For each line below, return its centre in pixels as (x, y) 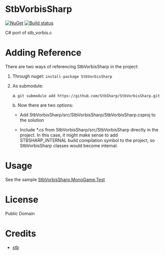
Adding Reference (43, 53)
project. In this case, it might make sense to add (69, 135)
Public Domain (20, 213)
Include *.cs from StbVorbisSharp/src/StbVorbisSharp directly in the (89, 129)
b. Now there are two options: (43, 105)
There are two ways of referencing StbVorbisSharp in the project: (72, 66)
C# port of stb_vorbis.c (29, 32)
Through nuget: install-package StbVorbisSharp (62, 76)
